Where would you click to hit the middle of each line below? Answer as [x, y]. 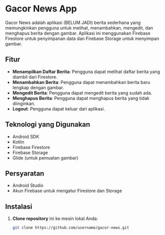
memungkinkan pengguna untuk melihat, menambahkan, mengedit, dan [79, 27]
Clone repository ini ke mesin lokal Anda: [55, 218]
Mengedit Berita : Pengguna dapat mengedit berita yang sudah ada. [82, 92]
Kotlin [18, 142]
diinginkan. [24, 103]
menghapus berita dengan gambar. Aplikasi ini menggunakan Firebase [78, 33]
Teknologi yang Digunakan [48, 125]
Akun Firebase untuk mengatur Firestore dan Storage [67, 191]
